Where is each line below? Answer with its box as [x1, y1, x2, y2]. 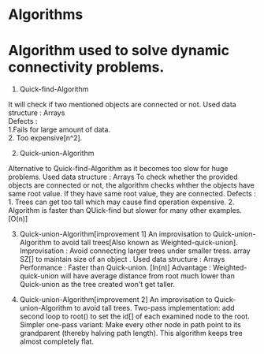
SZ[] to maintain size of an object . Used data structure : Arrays [19, 255, 225, 264]
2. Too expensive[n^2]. [8, 133, 83, 143]
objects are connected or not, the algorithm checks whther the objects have [8, 181, 255, 190]
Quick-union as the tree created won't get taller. [19, 280, 176, 289]
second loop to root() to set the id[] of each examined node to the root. [19, 311, 250, 321]
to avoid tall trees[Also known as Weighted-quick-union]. [53, 238, 238, 248]
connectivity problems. [8, 58, 165, 76]
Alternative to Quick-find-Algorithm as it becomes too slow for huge [8, 164, 229, 173]
